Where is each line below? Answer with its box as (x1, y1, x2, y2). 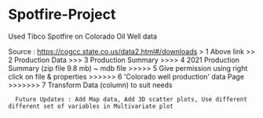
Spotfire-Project (8, 6, 116, 24)
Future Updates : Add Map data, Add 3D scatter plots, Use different (15, 95, 247, 103)
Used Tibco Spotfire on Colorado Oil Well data (8, 31, 158, 41)
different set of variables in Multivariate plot (8, 102, 174, 110)
